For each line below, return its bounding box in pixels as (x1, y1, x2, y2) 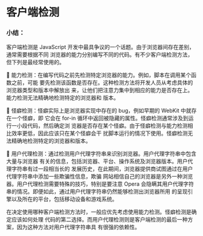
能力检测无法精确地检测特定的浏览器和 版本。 (6, 94, 119, 102)
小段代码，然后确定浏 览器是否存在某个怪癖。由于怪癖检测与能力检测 (16, 122, 188, 129)
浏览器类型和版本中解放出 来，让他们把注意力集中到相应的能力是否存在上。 (6, 87, 193, 94)
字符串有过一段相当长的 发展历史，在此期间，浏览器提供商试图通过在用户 (11, 165, 193, 172)
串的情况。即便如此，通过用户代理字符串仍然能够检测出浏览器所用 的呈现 (6, 188, 188, 195)
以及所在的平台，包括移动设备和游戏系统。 (11, 195, 118, 203)
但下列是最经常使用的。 (6, 59, 65, 66)
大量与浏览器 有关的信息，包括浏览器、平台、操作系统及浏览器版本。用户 (6, 158, 188, 165)
